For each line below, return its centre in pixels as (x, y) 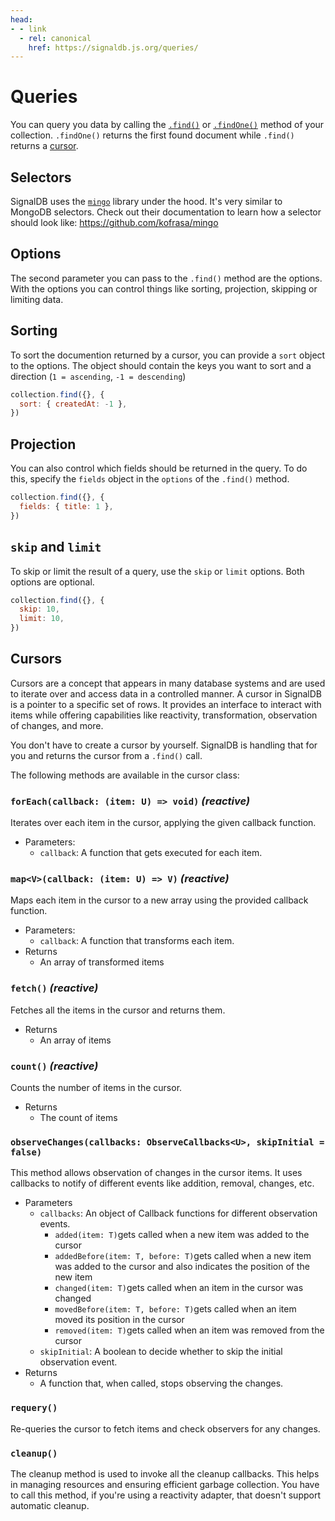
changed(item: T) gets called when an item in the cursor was (179, 1288)
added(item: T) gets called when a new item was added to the (182, 1235)
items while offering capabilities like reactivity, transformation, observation (164, 715)
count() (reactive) (54, 1066)
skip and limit (56, 547)
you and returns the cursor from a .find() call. (106, 755)
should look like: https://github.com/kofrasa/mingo (114, 222)
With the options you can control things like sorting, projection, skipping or (164, 288)
